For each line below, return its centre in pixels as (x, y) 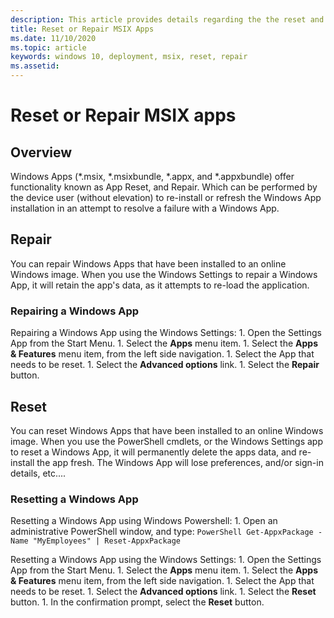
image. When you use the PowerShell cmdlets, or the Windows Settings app (166, 441)
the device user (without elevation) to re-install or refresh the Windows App (166, 197)
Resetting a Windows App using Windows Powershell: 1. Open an (144, 521)
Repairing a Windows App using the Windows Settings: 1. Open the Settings (166, 333)
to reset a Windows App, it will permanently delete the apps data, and (153, 452)
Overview (41, 152)
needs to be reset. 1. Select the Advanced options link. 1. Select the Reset (163, 592)
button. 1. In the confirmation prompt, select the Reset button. (137, 602)
